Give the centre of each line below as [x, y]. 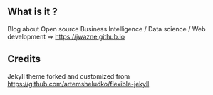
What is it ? [33, 12]
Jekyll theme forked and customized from [69, 76]
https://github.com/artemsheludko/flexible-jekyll [78, 84]
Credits [24, 59]
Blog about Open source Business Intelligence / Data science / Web [106, 29]
